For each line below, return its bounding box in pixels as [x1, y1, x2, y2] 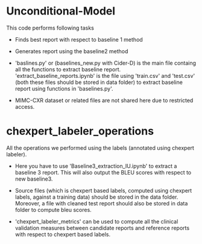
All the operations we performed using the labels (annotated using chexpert [6, 144, 195, 152]
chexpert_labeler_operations [6, 124, 154, 138]
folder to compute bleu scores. [14, 206, 92, 213]
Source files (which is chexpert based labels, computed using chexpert [14, 187, 192, 194]
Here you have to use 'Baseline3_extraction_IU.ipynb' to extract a [14, 162, 177, 170]
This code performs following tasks [6, 24, 95, 31]
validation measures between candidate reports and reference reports [14, 224, 190, 231]
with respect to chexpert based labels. [14, 231, 110, 238]
